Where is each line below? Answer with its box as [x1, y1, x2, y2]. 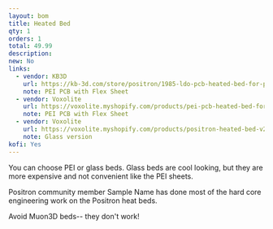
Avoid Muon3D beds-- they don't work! [8, 211, 140, 221]
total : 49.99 [8, 42, 53, 50]
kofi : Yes [8, 140, 42, 149]
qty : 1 [8, 27, 31, 35]
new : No [8, 58, 35, 66]
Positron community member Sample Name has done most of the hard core [8, 187, 262, 197]
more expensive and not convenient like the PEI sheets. [8, 171, 193, 181]
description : [8, 50, 53, 58]
